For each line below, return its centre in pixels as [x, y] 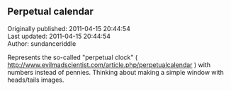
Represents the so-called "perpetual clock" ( [73, 57]
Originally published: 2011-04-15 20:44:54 [69, 28]
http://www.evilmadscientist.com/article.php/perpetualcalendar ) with [109, 65]
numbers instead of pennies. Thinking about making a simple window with [116, 72]
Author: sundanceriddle [42, 43]
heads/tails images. [36, 80]
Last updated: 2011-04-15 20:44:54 [59, 36]
